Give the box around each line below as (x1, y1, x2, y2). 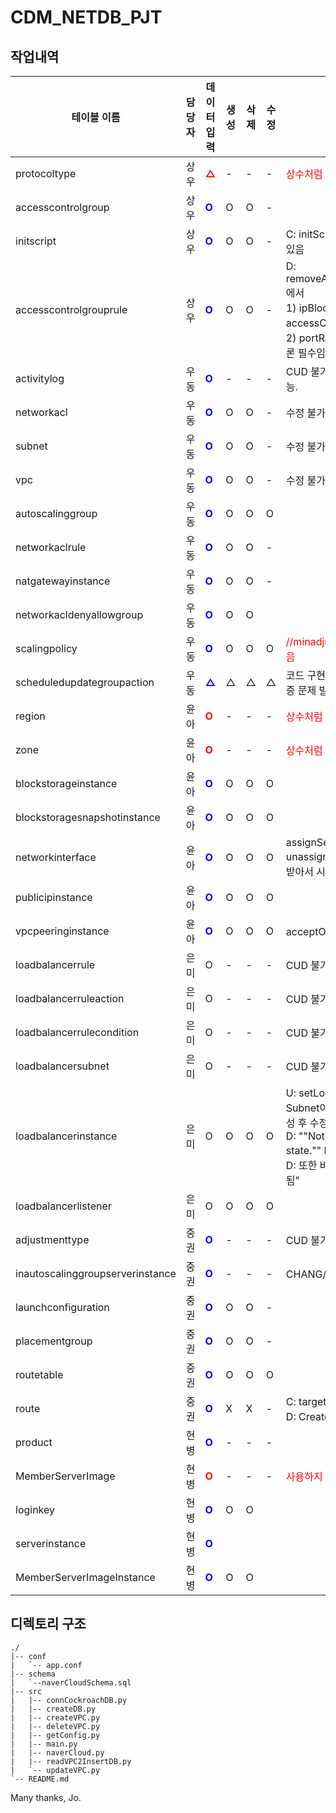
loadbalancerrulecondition (15, 1026, 140, 1039)
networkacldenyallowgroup (15, 608, 144, 621)
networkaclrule (15, 541, 87, 554)
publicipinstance (15, 891, 93, 904)
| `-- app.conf (10, 1660, 83, 1670)
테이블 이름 (71, 111, 121, 124)
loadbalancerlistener (15, 1199, 112, 1213)
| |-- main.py (10, 1739, 78, 1749)
